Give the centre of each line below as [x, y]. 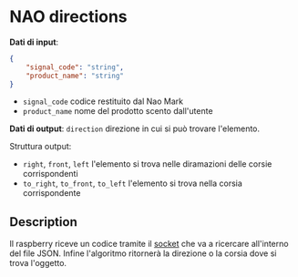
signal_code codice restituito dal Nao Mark [103, 101]
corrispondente [51, 193]
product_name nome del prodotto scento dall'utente [118, 111]
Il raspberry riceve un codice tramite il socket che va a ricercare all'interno [149, 244]
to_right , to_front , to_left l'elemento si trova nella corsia [133, 183]
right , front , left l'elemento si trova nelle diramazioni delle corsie [147, 164]
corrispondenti [51, 174]
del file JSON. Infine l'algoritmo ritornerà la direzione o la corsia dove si [143, 253]
